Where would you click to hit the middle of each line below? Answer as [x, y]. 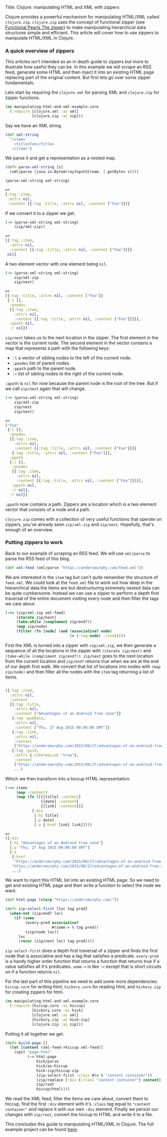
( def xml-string [22, 135]
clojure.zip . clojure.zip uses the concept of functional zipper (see [75, 22]
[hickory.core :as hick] [57, 1011]
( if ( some [24, 918]
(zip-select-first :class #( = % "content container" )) [94, 1075]
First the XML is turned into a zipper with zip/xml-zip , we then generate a [81, 645]
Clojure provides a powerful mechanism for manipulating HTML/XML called [82, 17]
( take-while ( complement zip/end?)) [54, 622]
